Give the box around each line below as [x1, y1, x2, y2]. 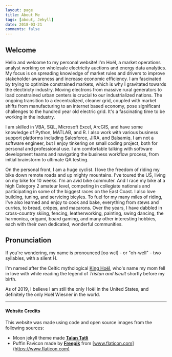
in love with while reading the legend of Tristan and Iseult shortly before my [5, 270, 165, 276]
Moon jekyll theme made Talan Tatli [12, 334, 89, 341]
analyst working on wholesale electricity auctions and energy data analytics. [5, 65, 166, 71]
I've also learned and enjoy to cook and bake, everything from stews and [5, 199, 159, 205]
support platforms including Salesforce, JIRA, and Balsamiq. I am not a [5, 135, 154, 141]
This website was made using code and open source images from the [5, 319, 153, 325]
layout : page [5, 7, 33, 13]
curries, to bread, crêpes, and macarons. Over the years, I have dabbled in [5, 204, 162, 211]
